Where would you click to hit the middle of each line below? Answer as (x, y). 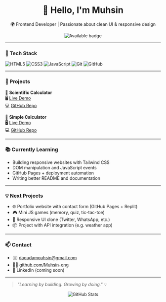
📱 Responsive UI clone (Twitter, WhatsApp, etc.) (61, 220)
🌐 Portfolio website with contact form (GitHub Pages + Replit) (75, 207)
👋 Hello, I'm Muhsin (83, 10)
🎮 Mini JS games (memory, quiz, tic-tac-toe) (58, 213)
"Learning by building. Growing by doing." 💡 (62, 285)
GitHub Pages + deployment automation (53, 173)
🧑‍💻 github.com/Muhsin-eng (41, 265)
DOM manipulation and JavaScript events (55, 167)
